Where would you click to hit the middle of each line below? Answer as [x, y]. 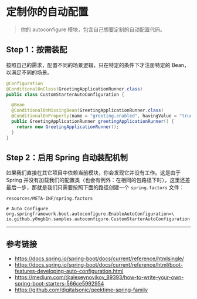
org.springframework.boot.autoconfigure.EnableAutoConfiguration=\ [90, 214]
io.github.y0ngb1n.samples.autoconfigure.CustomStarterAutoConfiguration [98, 219]
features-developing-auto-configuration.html [69, 271]
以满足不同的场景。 [29, 72]
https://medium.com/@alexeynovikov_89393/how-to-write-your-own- [99, 277]
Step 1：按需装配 [37, 50]
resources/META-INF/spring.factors [50, 199]
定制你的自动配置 [47, 12]
